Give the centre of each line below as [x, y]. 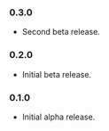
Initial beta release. [56, 74]
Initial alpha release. [58, 117]
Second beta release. [61, 32]
